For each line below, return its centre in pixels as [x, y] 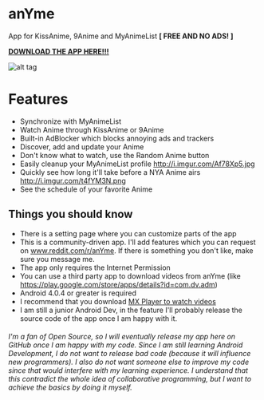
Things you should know [71, 214]
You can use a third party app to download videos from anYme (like [130, 275]
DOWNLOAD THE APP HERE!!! [59, 51]
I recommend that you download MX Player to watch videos [118, 301]
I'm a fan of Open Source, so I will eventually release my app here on [122, 337]
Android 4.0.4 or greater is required [78, 293]
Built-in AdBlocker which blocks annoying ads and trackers [117, 138]
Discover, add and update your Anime [82, 147]
